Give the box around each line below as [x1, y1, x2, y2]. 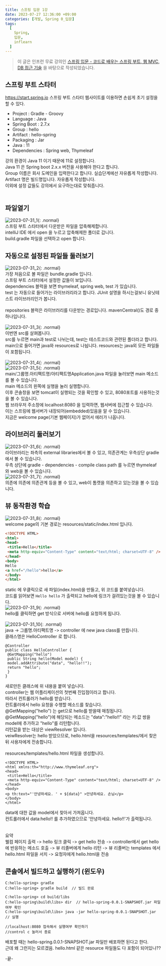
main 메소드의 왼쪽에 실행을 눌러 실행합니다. [5, 383, 91, 389]
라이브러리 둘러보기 [5, 430, 61, 439]
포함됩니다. [10, 349, 32, 355]
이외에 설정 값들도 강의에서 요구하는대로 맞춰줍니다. [5, 183, 105, 189]
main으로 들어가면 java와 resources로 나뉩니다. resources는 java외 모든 [5, 343, 146, 349]
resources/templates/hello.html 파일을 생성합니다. [5, 750, 105, 757]
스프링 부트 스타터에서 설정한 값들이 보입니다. [5, 277, 93, 283]
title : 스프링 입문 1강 [5, 7, 48, 12]
